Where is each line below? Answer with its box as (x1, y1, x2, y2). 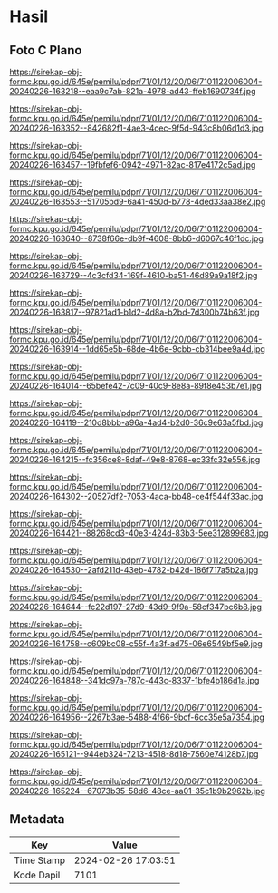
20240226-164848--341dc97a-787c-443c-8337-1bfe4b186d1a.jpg (9, 675, 260, 685)
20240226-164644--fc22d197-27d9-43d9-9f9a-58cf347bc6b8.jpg (9, 601, 263, 612)
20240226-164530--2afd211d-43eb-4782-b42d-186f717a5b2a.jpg (9, 565, 259, 575)
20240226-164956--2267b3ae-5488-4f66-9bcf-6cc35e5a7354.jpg (9, 712, 264, 723)
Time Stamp (14, 854, 66, 867)
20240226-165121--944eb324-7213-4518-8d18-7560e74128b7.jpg (9, 749, 259, 759)
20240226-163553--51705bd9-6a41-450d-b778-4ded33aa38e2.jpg (9, 197, 266, 207)
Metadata (9, 811, 65, 827)
